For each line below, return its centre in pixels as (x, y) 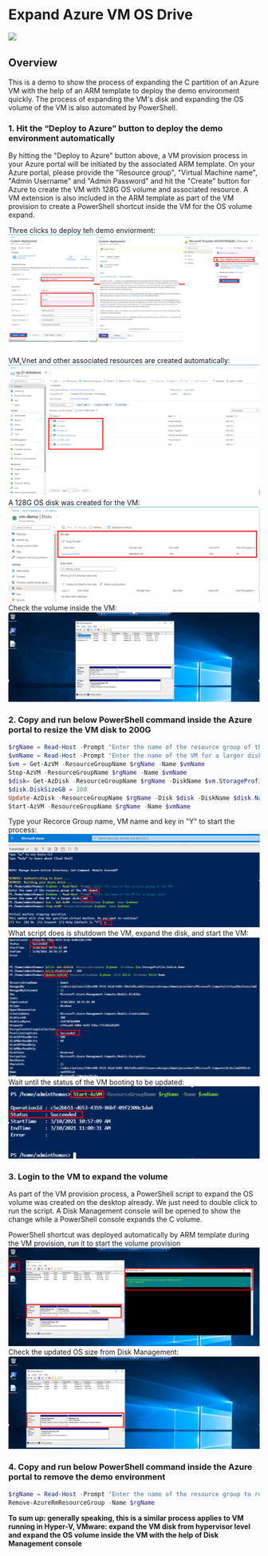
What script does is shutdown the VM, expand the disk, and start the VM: (128, 933)
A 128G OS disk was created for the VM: (75, 503)
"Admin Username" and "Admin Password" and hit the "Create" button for (129, 181)
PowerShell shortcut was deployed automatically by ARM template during (129, 1235)
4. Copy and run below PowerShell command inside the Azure (130, 1467)
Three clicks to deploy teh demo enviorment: (82, 231)
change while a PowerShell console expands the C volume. (105, 1219)
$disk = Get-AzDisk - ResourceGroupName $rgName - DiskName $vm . (114, 781)
